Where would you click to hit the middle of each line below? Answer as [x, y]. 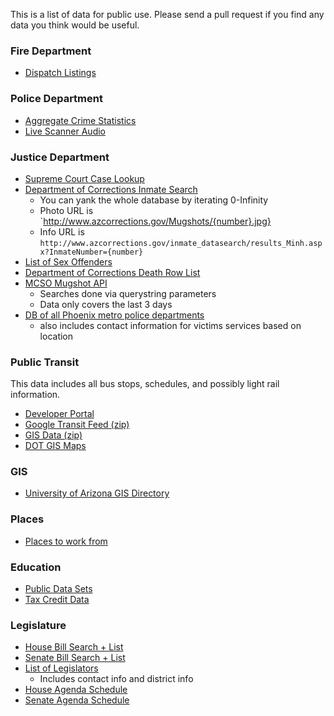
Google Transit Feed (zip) [77, 425]
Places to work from [66, 541]
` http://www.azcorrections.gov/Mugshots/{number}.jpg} [155, 221]
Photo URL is [66, 210]
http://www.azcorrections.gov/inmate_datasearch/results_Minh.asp [181, 243]
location [56, 336]
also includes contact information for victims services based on [170, 325]
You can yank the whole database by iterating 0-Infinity [154, 200]
